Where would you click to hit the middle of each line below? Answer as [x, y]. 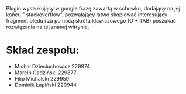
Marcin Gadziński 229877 [46, 73]
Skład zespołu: [43, 50]
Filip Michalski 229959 [42, 78]
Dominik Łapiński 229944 [46, 85]
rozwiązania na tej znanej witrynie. [48, 27]
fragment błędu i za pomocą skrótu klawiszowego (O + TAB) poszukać [91, 21]
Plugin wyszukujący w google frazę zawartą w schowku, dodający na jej [93, 8]
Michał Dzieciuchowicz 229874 [52, 66]
